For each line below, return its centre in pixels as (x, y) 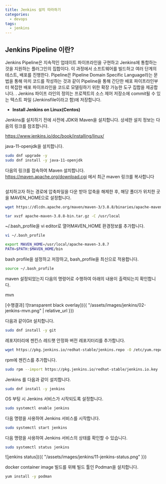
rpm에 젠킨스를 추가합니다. (31, 360)
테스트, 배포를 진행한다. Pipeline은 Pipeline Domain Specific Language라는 (79, 74)
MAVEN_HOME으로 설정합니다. (41, 198)
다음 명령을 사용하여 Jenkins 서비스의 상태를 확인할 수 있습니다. (66, 438)
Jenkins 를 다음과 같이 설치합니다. (38, 379)
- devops (19, 19)
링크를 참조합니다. (31, 126)
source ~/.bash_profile (30, 269)
